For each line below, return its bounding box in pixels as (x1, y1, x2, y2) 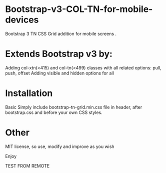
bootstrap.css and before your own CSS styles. (5, 109, 102, 115)
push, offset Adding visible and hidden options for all (5, 70, 114, 76)
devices (5, 14, 39, 25)
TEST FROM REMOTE (5, 162, 50, 168)
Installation (5, 87, 53, 99)
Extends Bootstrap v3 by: (5, 48, 112, 59)
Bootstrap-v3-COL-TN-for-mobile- (5, 3, 153, 15)
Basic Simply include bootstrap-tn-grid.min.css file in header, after (5, 104, 142, 110)
